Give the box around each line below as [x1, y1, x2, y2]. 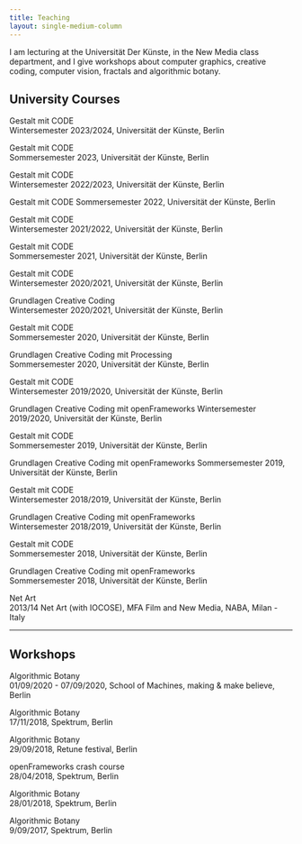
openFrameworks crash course [9, 761, 125, 772]
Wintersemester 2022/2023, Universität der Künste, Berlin [9, 179, 225, 190]
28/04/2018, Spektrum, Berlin [9, 771, 120, 782]
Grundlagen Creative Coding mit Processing [9, 349, 173, 361]
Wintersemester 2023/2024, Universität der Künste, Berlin [9, 125, 225, 136]
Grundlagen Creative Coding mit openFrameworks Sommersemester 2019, [9, 457, 286, 469]
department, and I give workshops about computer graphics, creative [9, 56, 267, 67]
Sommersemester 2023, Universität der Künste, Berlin [9, 152, 209, 163]
